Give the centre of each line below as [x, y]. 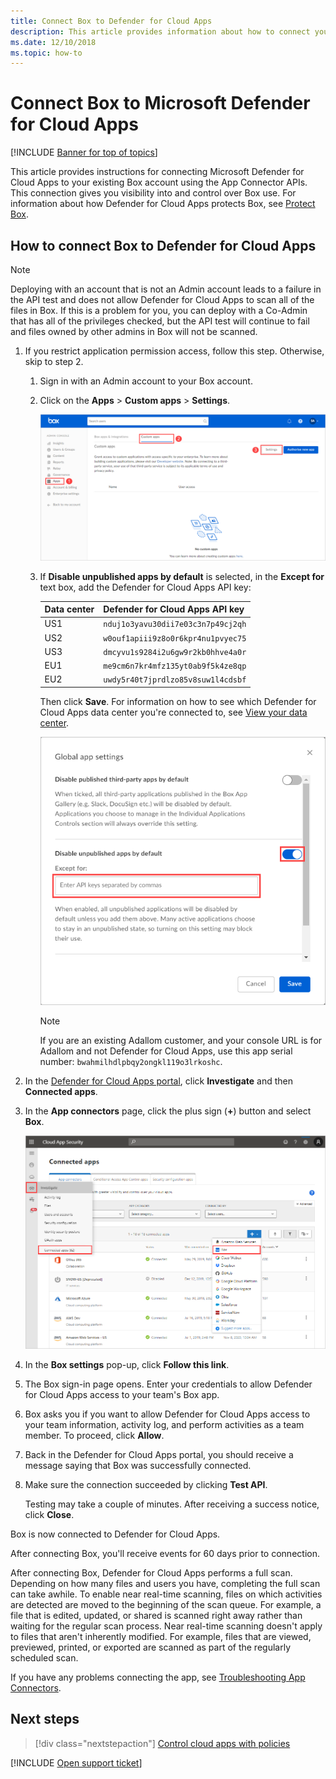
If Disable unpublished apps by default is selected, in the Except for [182, 576]
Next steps [45, 1719]
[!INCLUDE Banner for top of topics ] [84, 152]
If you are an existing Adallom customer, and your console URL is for [181, 1040]
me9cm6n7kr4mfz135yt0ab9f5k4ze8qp [175, 666]
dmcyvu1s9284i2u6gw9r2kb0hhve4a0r [175, 652]
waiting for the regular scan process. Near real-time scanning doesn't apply [166, 1626]
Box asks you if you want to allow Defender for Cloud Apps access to [167, 1414]
